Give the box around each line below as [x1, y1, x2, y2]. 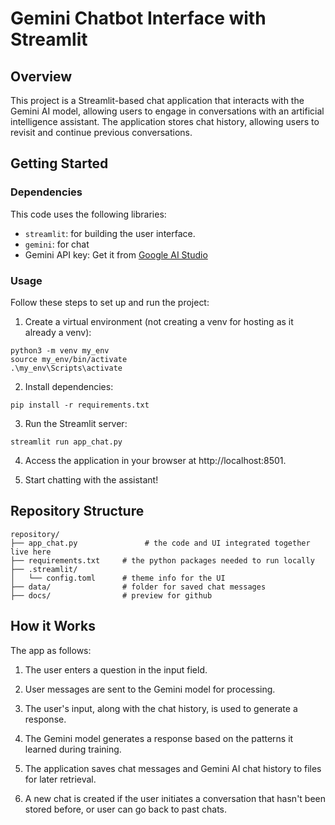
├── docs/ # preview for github [10, 590, 213, 601]
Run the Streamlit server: [24, 417, 128, 429]
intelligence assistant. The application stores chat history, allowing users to [10, 116, 320, 127]
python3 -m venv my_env [10, 345, 110, 356]
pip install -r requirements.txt [10, 400, 150, 410]
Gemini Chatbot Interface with [10, 7, 267, 30]
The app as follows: [10, 644, 92, 656]
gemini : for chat [24, 238, 90, 250]
